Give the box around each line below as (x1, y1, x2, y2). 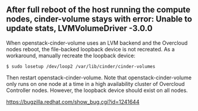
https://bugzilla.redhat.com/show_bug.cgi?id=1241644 (6, 98, 140, 105)
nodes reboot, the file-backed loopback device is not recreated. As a (6, 45, 175, 53)
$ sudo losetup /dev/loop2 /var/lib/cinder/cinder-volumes (6, 63, 156, 69)
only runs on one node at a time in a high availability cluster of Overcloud (6, 80, 186, 87)
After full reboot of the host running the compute (6, 5, 191, 15)
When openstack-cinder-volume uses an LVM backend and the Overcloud (6, 39, 188, 47)
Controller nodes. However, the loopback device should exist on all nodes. (6, 87, 188, 94)
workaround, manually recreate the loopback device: (6, 52, 136, 59)
